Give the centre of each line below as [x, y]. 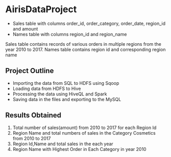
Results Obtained [33, 115]
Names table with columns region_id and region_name [70, 34]
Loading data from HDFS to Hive [47, 88]
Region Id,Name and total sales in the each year [63, 144]
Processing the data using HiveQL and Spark [60, 94]
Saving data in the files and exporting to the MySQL [67, 99]
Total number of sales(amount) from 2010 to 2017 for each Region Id [84, 128]
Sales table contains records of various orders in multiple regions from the [83, 44]
